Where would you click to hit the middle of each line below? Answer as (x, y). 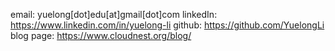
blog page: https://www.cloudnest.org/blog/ (101, 35)
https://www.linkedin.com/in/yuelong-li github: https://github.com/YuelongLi (167, 25)
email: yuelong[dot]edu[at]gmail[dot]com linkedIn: (114, 14)
